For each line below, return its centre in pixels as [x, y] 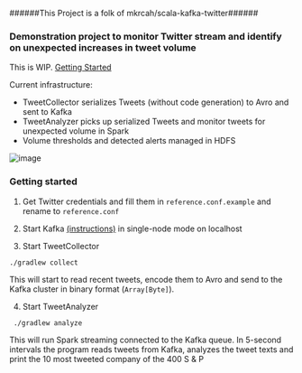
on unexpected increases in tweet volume [103, 47]
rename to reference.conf [71, 210]
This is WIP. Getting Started [60, 68]
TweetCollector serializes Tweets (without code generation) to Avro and [156, 102]
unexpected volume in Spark [76, 131]
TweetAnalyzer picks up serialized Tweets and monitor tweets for [144, 122]
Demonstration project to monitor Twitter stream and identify [146, 36]
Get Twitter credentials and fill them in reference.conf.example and [146, 201]
